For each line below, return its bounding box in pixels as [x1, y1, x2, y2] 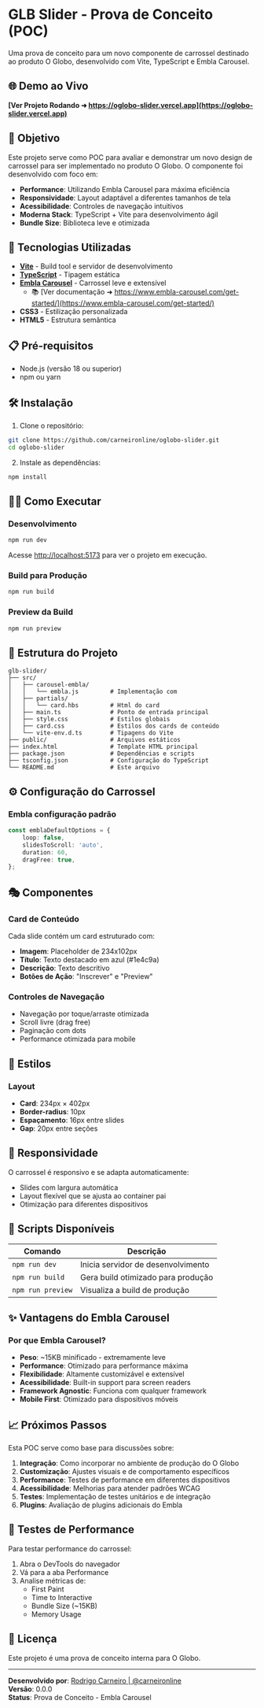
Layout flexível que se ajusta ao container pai [19, 1191, 167, 1200]
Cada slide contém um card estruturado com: [8, 931, 156, 940]
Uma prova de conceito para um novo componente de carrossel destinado [8, 48, 249, 57]
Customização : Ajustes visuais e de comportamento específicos [19, 1467, 230, 1476]
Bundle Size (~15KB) [31, 1601, 98, 1610]
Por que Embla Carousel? [8, 1335, 106, 1346]
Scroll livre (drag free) [19, 1017, 91, 1027]
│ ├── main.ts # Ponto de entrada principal [8, 709, 210, 717]
